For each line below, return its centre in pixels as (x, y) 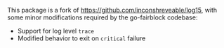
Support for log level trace (56, 31)
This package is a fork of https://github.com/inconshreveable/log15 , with (112, 10)
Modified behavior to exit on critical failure (81, 38)
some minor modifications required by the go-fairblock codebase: (103, 17)
